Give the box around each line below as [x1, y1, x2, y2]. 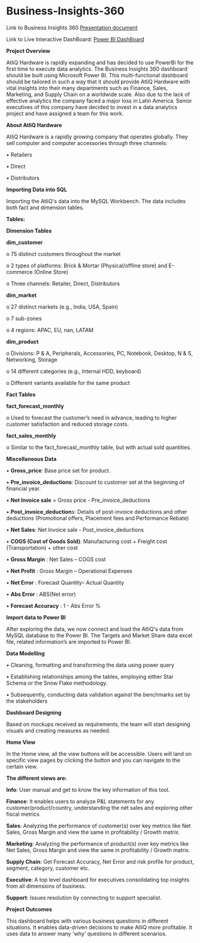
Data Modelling [6, 649, 45, 657]
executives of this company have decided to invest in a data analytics [6, 103, 178, 110]
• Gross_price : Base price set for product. [6, 466, 111, 474]
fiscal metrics [6, 811, 40, 818]
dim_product [6, 338, 39, 345]
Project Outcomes [6, 905, 53, 912]
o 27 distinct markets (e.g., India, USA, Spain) [6, 303, 119, 310]
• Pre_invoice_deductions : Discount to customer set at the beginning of [6, 478, 185, 486]
